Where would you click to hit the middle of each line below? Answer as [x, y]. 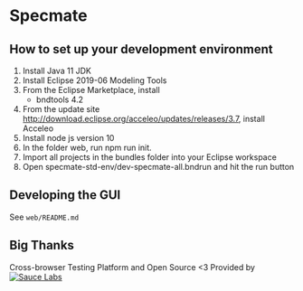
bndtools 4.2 [60, 99]
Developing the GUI [65, 195]
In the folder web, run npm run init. [87, 147]
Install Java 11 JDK [57, 70]
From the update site [61, 109]
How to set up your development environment [141, 49]
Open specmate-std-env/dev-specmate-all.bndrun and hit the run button [158, 167]
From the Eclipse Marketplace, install [91, 90]
